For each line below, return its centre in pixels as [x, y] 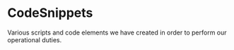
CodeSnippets [50, 13]
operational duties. [35, 39]
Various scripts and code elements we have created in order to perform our [117, 32]
